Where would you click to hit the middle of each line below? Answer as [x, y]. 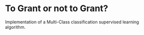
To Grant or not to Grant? [57, 9]
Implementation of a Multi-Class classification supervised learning [72, 22]
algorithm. [15, 27]
